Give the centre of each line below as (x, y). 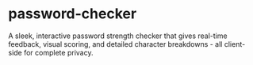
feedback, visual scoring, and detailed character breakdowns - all (115, 44)
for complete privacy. (58, 52)
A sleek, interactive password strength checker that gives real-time (118, 36)
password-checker (73, 14)
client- (235, 44)
